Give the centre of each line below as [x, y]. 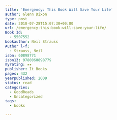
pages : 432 [16, 74]
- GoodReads [22, 92]
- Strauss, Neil [26, 51]
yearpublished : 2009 [26, 78]
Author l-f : [17, 46]
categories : [17, 87]
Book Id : [14, 32]
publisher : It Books [26, 69]
